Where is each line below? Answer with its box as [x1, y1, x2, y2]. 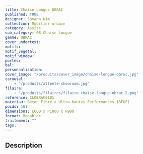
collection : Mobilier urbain [5, 21, 66, 26]
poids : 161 [5, 104, 28, 109]
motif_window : [5, 53, 35, 59]
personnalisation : [5, 68, 43, 73]
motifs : [5, 44, 21, 49]
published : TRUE [5, 12, 39, 17]
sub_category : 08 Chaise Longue [5, 30, 72, 35]
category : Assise [5, 26, 41, 31]
